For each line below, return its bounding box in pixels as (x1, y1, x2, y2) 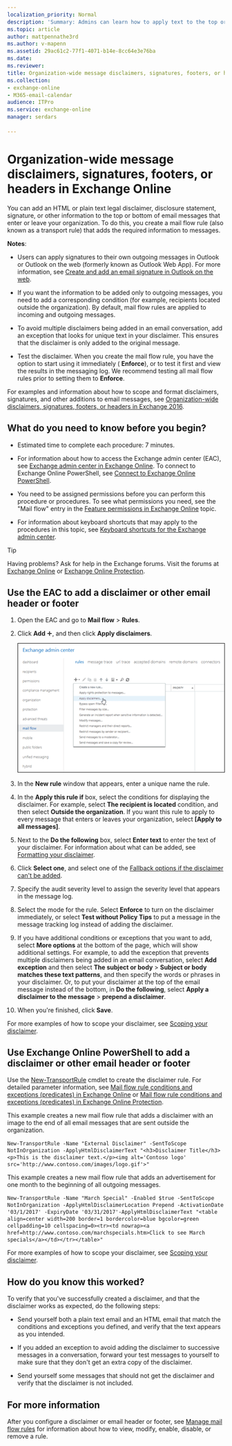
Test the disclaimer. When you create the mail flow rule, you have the (17, 352, 214, 360)
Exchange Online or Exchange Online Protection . (7, 567, 146, 575)
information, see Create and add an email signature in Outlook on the (17, 267, 214, 276)
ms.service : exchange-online (7, 106, 91, 114)
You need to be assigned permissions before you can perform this (17, 489, 206, 498)
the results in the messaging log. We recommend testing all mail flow (17, 367, 213, 375)
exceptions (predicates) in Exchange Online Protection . (7, 1098, 164, 1106)
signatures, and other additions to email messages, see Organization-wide (7, 395, 219, 403)
